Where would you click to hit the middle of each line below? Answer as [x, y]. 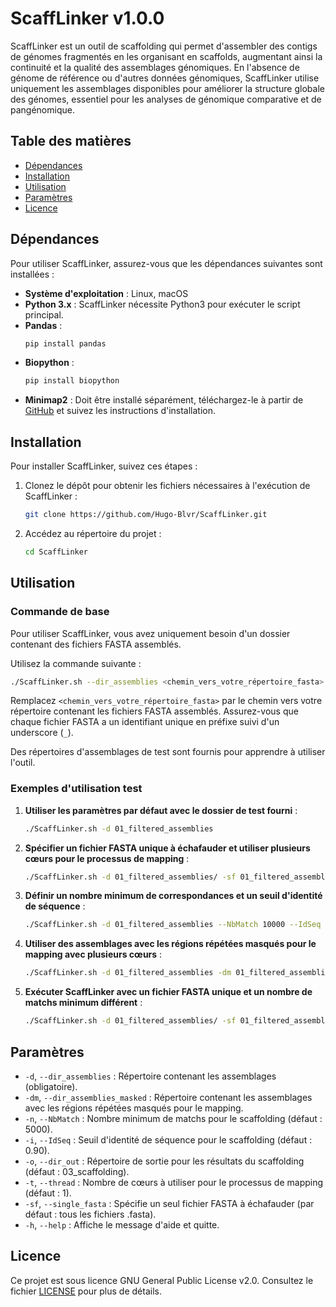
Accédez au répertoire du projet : [93, 533]
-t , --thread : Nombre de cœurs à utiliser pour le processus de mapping [174, 1182]
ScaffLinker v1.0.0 [87, 18]
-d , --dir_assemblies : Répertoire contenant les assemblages [150, 1076]
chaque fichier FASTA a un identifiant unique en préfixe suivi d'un [145, 722]
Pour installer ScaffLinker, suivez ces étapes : [104, 466]
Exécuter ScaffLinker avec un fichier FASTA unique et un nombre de [168, 992]
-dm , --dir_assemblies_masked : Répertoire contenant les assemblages [168, 1097]
